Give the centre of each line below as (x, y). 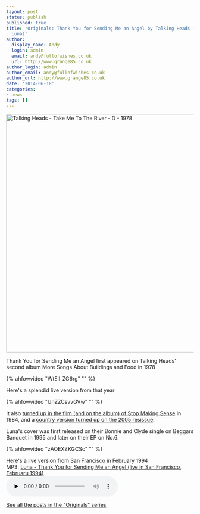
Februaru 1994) (25, 473)
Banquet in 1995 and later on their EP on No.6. (62, 437)
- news (14, 95)
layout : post (22, 12)
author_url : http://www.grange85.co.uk (56, 78)
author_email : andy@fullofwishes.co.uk (56, 73)
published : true (26, 23)
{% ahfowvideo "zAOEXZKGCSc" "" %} (54, 449)
